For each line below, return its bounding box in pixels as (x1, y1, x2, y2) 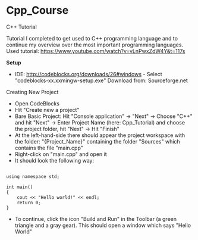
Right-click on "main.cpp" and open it (14, 150, 107, 158)
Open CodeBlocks (14, 99, 59, 107)
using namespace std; (6, 173, 60, 179)
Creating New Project (6, 88, 59, 95)
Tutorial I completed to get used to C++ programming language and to (6, 35, 178, 42)
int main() (6, 184, 33, 190)
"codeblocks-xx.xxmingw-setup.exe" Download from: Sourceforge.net (14, 77, 188, 84)
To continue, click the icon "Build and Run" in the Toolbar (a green (14, 215, 177, 222)
